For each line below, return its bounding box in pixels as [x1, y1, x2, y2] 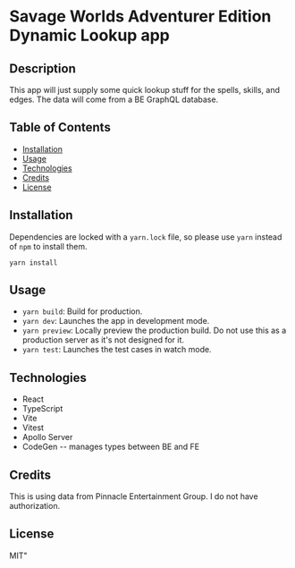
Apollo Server [21, 432, 73, 443]
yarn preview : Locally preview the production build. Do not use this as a [21, 325, 287, 336]
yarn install [9, 258, 58, 267]
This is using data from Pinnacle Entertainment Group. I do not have [9, 491, 258, 502]
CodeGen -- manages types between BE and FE [21, 441, 199, 453]
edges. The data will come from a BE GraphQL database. [9, 94, 219, 105]
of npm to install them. [9, 241, 88, 251]
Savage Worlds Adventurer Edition [9, 6, 272, 27]
